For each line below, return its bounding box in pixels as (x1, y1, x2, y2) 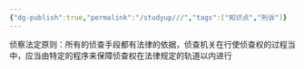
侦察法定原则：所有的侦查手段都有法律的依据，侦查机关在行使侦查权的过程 (9, 39, 288, 49)
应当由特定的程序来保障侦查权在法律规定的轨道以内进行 (25, 50, 232, 61)
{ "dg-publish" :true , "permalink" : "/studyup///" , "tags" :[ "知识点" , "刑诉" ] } (9, 13, 288, 22)
